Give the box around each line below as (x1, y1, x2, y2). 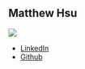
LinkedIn (19, 43, 49, 53)
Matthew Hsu (8, 6, 78, 20)
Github (19, 52, 43, 62)
